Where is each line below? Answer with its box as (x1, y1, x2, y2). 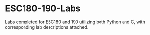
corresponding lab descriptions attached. (5, 24, 89, 30)
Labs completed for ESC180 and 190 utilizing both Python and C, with (5, 19, 146, 25)
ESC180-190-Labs (5, 3, 81, 14)
